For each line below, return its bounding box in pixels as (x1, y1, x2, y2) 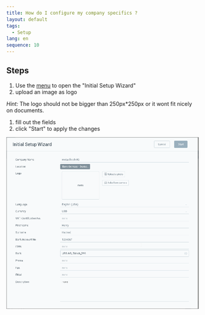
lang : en (6, 35, 29, 42)
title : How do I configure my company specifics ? (6, 10, 138, 16)
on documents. (6, 106, 45, 114)
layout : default (6, 16, 48, 23)
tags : (6, 23, 20, 29)
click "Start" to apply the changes (15, 125, 101, 132)
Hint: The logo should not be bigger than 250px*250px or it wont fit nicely (6, 100, 192, 107)
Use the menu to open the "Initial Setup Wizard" (15, 81, 136, 89)
